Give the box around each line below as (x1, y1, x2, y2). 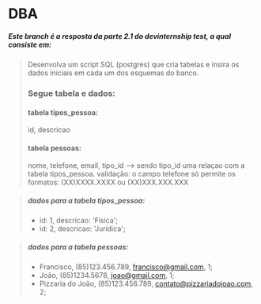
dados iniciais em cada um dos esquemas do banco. (27, 68, 199, 78)
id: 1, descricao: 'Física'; (39, 215, 119, 226)
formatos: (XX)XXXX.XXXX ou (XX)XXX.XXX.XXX (27, 177, 189, 187)
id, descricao (27, 125, 71, 135)
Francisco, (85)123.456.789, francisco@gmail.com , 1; (39, 262, 214, 272)
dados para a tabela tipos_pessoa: (27, 196, 146, 206)
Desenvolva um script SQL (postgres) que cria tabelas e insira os (27, 60, 240, 70)
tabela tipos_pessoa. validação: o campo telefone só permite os (27, 169, 236, 179)
